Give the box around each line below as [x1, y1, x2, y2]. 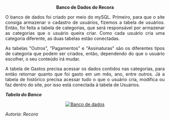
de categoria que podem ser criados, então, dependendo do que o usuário [5, 50, 165, 56]
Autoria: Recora [5, 111, 38, 117]
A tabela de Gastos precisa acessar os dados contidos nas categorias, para [5, 66, 165, 72]
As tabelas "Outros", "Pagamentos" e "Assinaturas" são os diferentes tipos [5, 45, 165, 51]
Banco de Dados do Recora [56, 5, 114, 10]
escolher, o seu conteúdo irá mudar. [5, 56, 80, 62]
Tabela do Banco [5, 92, 42, 97]
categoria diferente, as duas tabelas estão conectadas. [5, 35, 120, 41]
